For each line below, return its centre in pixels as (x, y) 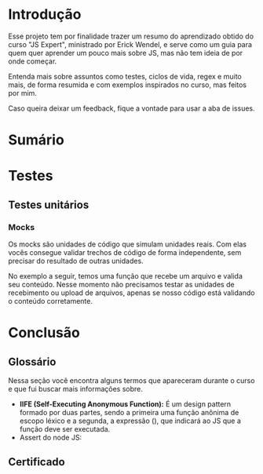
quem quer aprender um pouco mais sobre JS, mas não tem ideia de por (126, 53)
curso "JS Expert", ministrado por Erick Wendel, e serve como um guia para (130, 44)
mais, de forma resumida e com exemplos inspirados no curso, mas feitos (128, 85)
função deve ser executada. (65, 429)
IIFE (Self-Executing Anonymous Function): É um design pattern (125, 404)
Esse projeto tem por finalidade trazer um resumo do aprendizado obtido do (131, 36)
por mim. (23, 93)
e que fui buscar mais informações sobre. (76, 389)
